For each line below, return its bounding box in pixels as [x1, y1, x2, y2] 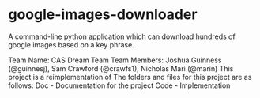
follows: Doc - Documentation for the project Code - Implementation [8, 81, 231, 90]
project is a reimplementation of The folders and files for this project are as [8, 72, 252, 81]
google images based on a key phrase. [8, 40, 134, 49]
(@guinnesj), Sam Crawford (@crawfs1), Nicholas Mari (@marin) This [8, 63, 234, 73]
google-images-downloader [8, 6, 198, 24]
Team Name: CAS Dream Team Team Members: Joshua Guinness [8, 55, 222, 65]
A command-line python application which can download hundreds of [8, 32, 236, 41]
